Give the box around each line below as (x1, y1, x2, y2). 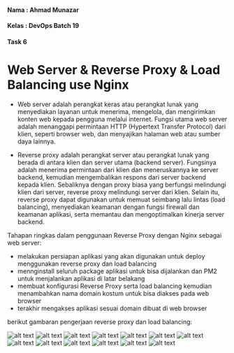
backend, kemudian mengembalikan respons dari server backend (17, 173, 206, 181)
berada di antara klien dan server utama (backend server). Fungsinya (17, 158, 217, 166)
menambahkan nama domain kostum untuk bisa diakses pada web (17, 289, 210, 297)
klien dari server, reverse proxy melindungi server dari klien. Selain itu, (17, 187, 220, 196)
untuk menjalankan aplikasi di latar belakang (17, 274, 145, 282)
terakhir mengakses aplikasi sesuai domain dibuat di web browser (17, 304, 207, 312)
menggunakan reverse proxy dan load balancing (17, 259, 157, 268)
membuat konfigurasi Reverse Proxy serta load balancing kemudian (17, 282, 212, 290)
